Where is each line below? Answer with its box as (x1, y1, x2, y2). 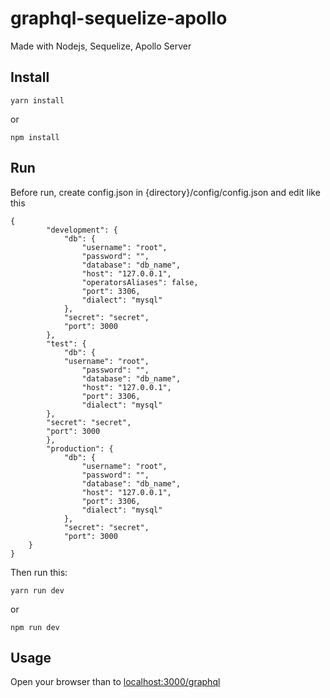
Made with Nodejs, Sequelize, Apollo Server (10, 40, 192, 52)
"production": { (46, 443, 114, 454)
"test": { (46, 338, 87, 349)
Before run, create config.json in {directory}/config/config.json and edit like (10, 186, 321, 198)
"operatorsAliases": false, (81, 277, 199, 287)
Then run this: (10, 566, 68, 578)
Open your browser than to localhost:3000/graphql (10, 676, 221, 688)
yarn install (10, 95, 65, 106)
